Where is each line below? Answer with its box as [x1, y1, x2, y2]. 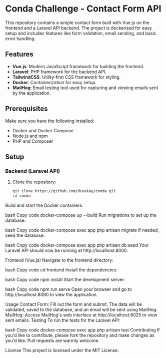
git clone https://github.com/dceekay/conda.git [12, 189, 116, 194]
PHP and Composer [12, 138, 53, 144]
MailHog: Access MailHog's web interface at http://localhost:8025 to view [5, 312, 157, 318]
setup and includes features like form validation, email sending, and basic [5, 30, 156, 36]
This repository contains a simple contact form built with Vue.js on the [5, 20, 150, 26]
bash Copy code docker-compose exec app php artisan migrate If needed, [5, 227, 159, 233]
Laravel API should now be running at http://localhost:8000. [5, 247, 128, 253]
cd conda [12, 193, 31, 198]
